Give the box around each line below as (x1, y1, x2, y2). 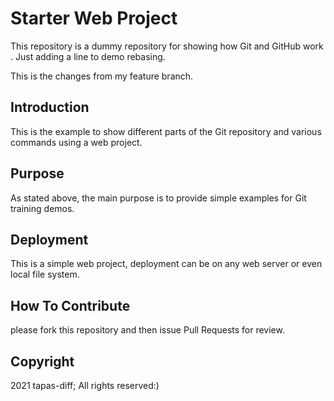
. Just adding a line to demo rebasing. (10, 50, 166, 62)
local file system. (10, 268, 80, 281)
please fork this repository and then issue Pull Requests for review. (10, 324, 285, 336)
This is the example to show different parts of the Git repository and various (10, 125, 322, 137)
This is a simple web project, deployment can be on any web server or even (10, 258, 323, 270)
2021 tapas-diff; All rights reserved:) (10, 380, 160, 391)
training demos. (10, 202, 75, 214)
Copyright (10, 353, 75, 370)
